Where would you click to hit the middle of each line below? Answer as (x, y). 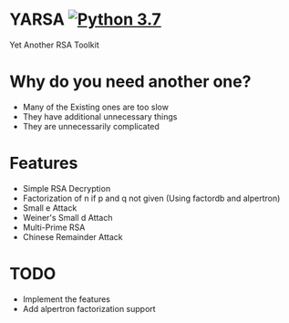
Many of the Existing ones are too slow (95, 107)
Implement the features (67, 299)
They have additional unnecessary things (100, 116)
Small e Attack (50, 208)
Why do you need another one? (130, 82)
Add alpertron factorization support (89, 308)
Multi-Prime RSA (54, 227)
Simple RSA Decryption (67, 188)
